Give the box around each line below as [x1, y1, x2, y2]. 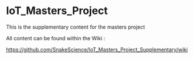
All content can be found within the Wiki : [6, 34, 105, 41]
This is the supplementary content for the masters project [6, 23, 145, 30]
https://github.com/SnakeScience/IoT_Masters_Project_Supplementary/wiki [6, 46, 188, 53]
